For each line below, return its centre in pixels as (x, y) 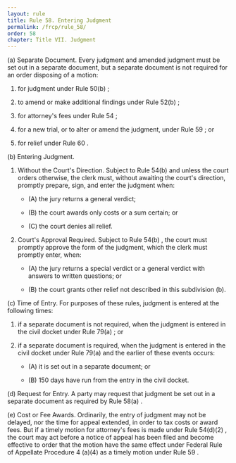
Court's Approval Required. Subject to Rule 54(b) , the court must (112, 240)
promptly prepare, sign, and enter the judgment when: (96, 185)
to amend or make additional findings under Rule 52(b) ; (98, 102)
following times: (30, 311)
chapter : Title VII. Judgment (52, 40)
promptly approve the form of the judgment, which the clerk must (112, 248)
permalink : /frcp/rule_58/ (47, 27)
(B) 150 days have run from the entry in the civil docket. (108, 380)
